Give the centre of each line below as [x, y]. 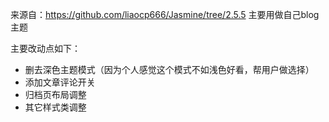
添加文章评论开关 [60, 82]
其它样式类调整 [55, 107]
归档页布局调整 [55, 94]
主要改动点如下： [45, 48]
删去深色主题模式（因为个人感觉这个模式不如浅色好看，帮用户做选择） [169, 69]
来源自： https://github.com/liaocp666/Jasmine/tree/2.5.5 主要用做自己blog [165, 14]
